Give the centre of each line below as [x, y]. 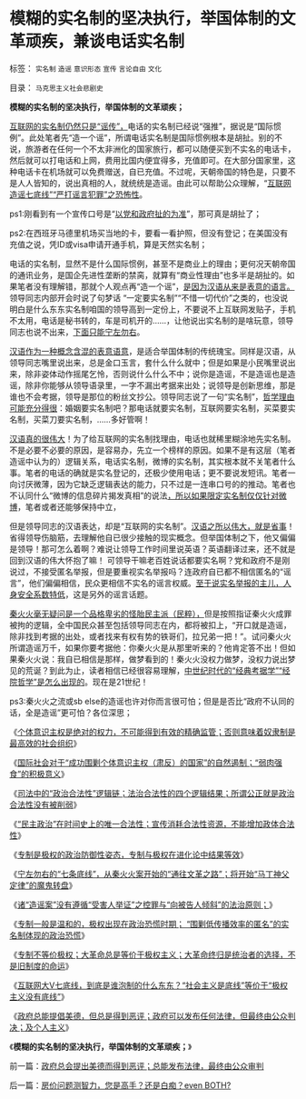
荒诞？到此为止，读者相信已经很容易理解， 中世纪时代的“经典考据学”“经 [158, 670]
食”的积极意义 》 [39, 774]
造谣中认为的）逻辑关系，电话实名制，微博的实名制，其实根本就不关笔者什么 [153, 461]
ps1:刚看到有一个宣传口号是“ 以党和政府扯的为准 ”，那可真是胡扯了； [136, 214]
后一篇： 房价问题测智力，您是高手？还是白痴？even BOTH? [120, 1085]
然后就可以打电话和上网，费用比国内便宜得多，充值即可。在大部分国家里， [148, 160]
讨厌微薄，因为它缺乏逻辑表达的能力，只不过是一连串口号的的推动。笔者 [152, 484]
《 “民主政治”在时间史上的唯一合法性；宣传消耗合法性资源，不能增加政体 [144, 824]
